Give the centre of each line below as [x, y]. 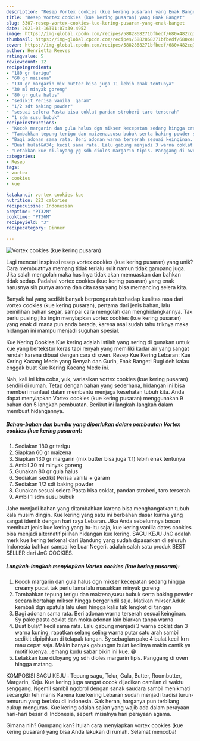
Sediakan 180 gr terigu [42, 446]
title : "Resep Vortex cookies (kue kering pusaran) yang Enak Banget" [96, 17]
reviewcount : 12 [26, 62]
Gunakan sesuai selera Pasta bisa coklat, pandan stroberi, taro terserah [102, 490]
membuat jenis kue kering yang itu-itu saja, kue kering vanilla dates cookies [99, 527]
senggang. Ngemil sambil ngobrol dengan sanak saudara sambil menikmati [98, 688]
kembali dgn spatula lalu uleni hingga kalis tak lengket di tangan [93, 607]
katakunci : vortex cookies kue [45, 195]
